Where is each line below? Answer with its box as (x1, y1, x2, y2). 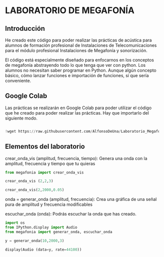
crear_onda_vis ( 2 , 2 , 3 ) (5, 178, 54, 184)
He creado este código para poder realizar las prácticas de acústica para (5, 37, 152, 43)
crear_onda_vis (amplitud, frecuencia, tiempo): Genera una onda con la (5, 155, 147, 161)
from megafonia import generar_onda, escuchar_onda (5, 229, 112, 234)
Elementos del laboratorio (5, 142, 85, 151)
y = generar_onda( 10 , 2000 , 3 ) (5, 238, 64, 243)
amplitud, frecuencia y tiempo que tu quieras (5, 160, 95, 166)
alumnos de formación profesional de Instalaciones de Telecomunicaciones (5, 42, 157, 48)
